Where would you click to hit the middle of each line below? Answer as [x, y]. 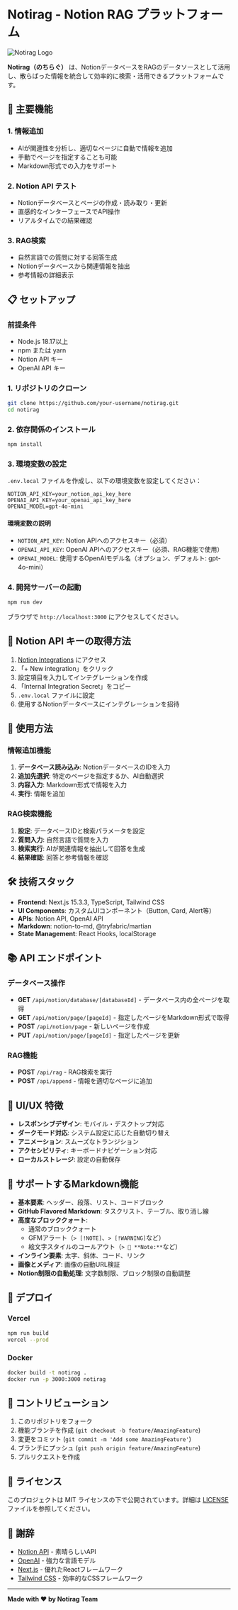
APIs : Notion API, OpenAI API [61, 918]
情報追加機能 [29, 750]
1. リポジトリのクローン [47, 388]
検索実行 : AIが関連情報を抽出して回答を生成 [81, 848]
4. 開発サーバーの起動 [44, 587]
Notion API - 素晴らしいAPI [57, 1551]
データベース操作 [36, 983]
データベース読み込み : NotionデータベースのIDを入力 [94, 767]
